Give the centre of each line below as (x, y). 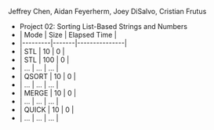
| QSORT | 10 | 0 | (47, 76)
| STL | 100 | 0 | (44, 60)
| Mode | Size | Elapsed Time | (68, 35)
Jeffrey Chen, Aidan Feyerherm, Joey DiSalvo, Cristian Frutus (107, 11)
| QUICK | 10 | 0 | (47, 110)
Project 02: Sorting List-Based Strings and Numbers (103, 26)
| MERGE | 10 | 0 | (48, 93)
